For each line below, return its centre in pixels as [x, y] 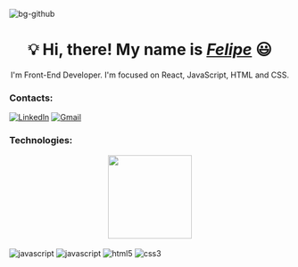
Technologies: [41, 141]
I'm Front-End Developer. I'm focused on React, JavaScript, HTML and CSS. [150, 75]
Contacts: [31, 98]
